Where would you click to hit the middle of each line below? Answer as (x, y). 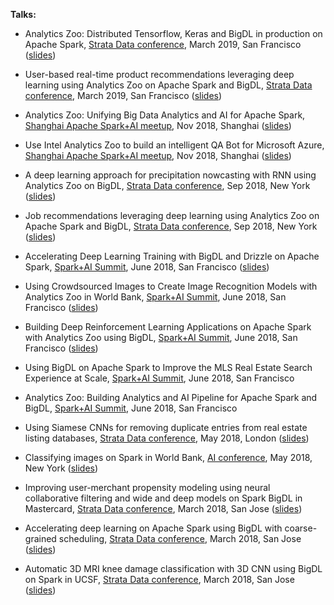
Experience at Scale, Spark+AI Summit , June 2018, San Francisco (159, 378)
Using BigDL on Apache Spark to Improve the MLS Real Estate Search (168, 367)
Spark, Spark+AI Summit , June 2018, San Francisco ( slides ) (147, 267)
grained (40, 538)
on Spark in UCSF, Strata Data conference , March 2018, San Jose (159, 579)
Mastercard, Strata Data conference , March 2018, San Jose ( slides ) (163, 508)
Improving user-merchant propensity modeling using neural (147, 487)
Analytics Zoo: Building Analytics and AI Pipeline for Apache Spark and (171, 397)
